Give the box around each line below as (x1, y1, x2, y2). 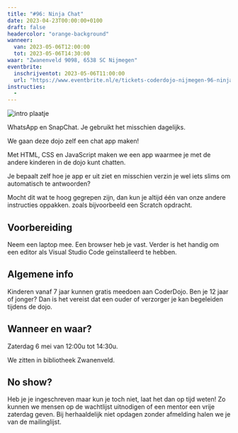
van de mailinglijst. (7, 417, 62, 427)
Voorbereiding (7, 221, 73, 233)
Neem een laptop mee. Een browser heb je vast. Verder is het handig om (7, 240, 220, 249)
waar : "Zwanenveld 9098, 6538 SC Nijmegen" (7, 57, 138, 64)
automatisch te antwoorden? (7, 179, 91, 188)
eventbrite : (7, 63, 42, 70)
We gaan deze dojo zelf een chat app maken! (7, 137, 140, 146)
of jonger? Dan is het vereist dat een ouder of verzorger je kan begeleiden (7, 294, 224, 303)
